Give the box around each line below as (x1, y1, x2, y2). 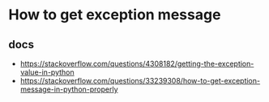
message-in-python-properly (19, 84, 119, 94)
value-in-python (19, 67, 75, 77)
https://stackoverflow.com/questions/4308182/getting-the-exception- (19, 59, 254, 68)
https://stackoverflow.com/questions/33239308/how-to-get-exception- (19, 76, 261, 85)
